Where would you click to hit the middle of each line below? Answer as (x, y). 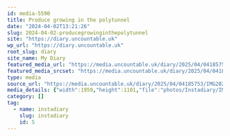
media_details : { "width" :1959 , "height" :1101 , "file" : (84, 90)
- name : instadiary (41, 109)
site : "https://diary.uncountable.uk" (62, 39)
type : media (24, 77)
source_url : (24, 84)
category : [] (26, 97)
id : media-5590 (29, 13)
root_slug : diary (32, 52)
